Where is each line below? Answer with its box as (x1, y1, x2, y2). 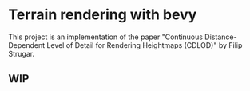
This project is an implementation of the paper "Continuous (8, 32, 204, 42)
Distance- (204, 32, 237, 42)
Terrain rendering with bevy (8, 6, 197, 24)
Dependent (8, 40, 46, 49)
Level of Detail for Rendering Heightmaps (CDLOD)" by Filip (46, 40, 243, 49)
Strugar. (8, 49, 34, 58)
